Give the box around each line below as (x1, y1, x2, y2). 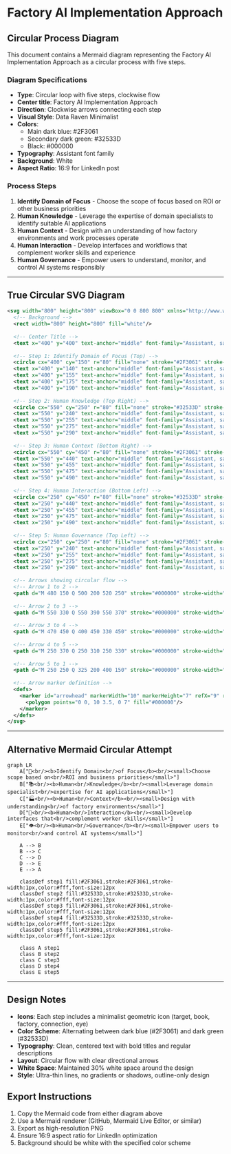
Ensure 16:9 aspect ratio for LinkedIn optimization (16, 1131, 158, 1140)
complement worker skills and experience (16, 248, 136, 257)
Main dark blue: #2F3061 (27, 128, 98, 136)
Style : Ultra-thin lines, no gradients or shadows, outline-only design (16, 1071, 210, 1079)
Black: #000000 (27, 142, 74, 150)
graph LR (7, 762, 32, 769)
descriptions (16, 1048, 53, 1057)
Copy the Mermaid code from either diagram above (16, 1109, 163, 1117)
